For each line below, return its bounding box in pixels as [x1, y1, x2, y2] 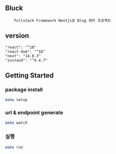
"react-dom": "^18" [5, 49, 46, 54]
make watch [5, 120, 28, 126]
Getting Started [5, 72, 54, 80]
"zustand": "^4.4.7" [5, 58, 48, 63]
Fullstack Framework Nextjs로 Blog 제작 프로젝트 [14, 18, 112, 23]
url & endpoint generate [5, 109, 63, 116]
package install [5, 86, 43, 93]
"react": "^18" [5, 45, 37, 50]
